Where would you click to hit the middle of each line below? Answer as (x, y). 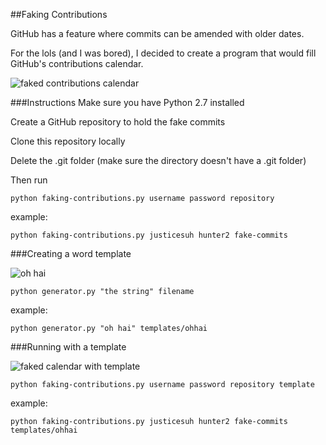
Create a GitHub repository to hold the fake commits (118, 122)
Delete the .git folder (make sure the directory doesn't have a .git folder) (158, 160)
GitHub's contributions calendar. (77, 63)
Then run (29, 180)
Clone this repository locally (68, 141)
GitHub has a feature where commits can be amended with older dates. (157, 33)
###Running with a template (68, 347)
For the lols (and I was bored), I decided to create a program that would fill (163, 53)
